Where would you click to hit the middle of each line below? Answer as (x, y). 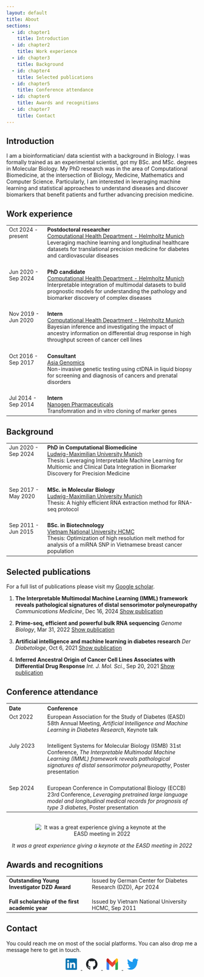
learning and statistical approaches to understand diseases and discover (97, 188)
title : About (23, 19)
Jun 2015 (21, 532)
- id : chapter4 (31, 71)
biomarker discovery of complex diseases (99, 297)
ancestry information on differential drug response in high (119, 333)
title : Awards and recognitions (58, 103)
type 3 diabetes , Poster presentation (93, 807)
